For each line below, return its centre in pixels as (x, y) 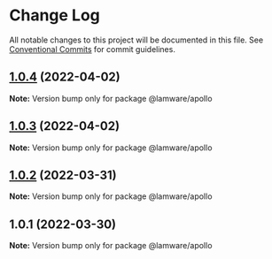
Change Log (54, 15)
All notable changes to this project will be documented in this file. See (136, 40)
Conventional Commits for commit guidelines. (92, 49)
